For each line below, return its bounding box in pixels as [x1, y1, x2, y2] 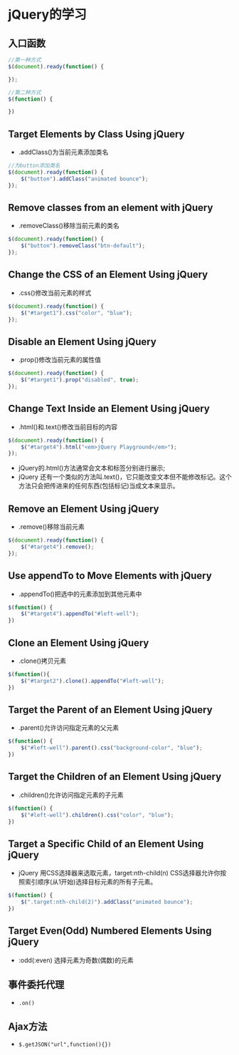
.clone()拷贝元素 [18, 657, 67, 665]
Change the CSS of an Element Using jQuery [8, 269, 208, 281]
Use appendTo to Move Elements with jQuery [8, 570, 212, 582]
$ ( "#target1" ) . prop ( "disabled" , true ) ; [21, 376, 139, 384]
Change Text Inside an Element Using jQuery [8, 403, 211, 415]
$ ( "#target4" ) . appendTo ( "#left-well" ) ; [21, 610, 139, 617]
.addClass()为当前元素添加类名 [18, 148, 109, 157]
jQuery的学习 [8, 6, 87, 23]
